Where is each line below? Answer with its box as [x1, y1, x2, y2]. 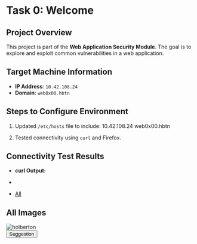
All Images [6, 208, 47, 218]
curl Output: [14, 167, 46, 174]
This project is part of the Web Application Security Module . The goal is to [6, 43, 192, 50]
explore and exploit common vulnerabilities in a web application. [6, 50, 164, 57]
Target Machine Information [6, 67, 112, 77]
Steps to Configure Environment [6, 106, 128, 117]
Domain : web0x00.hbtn [14, 89, 70, 96]
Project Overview [6, 28, 72, 38]
